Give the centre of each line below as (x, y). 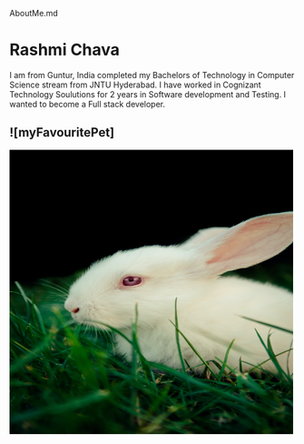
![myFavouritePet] (62, 132)
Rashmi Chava (65, 50)
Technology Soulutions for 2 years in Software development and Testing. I (148, 94)
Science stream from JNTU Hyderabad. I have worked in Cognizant (135, 85)
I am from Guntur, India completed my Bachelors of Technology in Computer (152, 75)
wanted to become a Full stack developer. (88, 104)
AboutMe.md (34, 13)
